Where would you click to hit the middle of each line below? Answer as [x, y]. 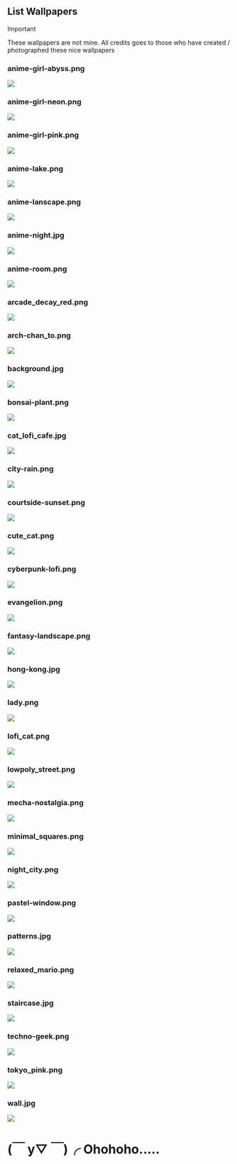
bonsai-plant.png [38, 402]
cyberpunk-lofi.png [42, 569]
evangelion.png [35, 602]
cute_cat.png [31, 536]
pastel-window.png [42, 903]
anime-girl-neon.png [44, 102]
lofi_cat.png [28, 736]
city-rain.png [31, 469]
